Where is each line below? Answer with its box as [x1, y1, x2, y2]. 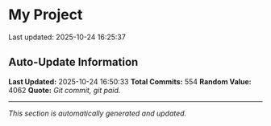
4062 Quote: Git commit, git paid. [8, 85, 121, 95]
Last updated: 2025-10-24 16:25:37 [8, 32, 127, 42]
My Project [8, 6, 83, 24]
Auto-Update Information [8, 55, 139, 69]
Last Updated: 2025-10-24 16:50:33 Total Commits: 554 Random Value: [8, 76, 252, 86]
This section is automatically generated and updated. [8, 108, 187, 118]
